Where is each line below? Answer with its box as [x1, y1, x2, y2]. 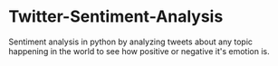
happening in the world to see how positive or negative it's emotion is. [8, 45, 270, 56]
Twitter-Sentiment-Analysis [8, 6, 224, 27]
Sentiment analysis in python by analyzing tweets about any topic [8, 36, 254, 47]
